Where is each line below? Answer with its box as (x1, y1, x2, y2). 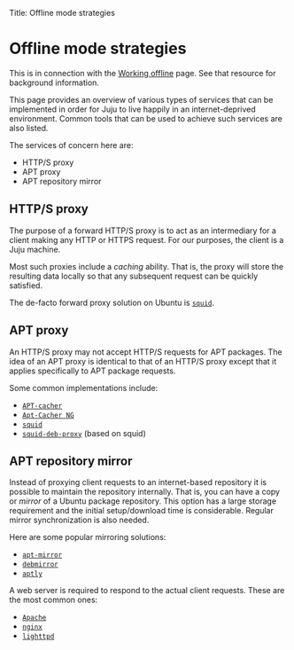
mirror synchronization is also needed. (9, 514, 150, 526)
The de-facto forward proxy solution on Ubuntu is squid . (9, 297, 215, 308)
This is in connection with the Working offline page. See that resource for (9, 67, 276, 78)
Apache (21, 614, 47, 623)
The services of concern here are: (9, 139, 134, 150)
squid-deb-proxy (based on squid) (21, 427, 146, 438)
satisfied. (9, 279, 43, 291)
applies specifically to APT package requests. (9, 365, 176, 376)
